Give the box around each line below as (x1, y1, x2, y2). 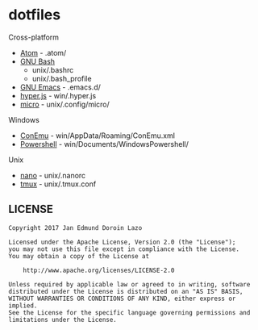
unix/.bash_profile (31, 73, 92, 83)
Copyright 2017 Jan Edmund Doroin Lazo (8, 223, 143, 232)
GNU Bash (19, 56, 55, 66)
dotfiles (8, 6, 61, 24)
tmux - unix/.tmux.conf (19, 179, 97, 189)
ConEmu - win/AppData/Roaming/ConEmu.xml (19, 131, 176, 140)
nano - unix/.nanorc (19, 170, 86, 180)
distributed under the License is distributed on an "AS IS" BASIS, (8, 287, 243, 295)
